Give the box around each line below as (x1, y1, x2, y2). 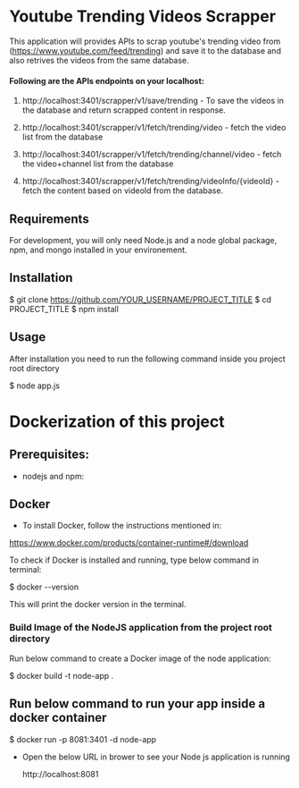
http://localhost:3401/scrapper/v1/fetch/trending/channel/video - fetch (21, 149, 282, 160)
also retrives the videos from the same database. (9, 55, 189, 65)
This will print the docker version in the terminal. (9, 599, 187, 610)
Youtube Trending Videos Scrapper (9, 6, 277, 27)
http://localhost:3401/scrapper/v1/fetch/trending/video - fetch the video (21, 123, 287, 133)
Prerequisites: (9, 447, 89, 462)
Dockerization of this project (9, 411, 225, 431)
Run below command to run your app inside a (9, 696, 266, 712)
